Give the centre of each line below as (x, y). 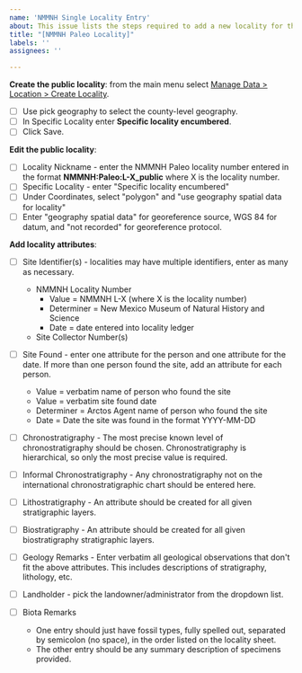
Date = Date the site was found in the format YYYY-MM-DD (146, 420)
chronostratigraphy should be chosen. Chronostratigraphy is (134, 447)
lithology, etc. (48, 577)
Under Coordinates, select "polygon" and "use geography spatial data (152, 197)
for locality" (44, 207)
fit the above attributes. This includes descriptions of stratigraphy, (144, 567)
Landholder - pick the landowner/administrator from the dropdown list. (153, 594)
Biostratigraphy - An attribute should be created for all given (133, 529)
